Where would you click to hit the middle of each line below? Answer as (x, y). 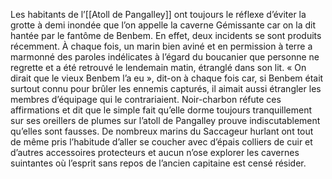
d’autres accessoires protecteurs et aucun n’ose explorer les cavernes (155, 152)
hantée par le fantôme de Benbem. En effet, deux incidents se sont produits (166, 35)
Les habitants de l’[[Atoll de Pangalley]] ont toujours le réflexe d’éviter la (158, 14)
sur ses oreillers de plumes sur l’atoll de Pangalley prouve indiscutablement (165, 120)
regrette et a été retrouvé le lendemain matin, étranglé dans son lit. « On (158, 67)
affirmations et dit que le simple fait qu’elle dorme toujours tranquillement (161, 110)
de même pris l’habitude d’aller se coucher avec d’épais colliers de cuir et (161, 142)
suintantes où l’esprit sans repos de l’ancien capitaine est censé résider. (158, 163)
